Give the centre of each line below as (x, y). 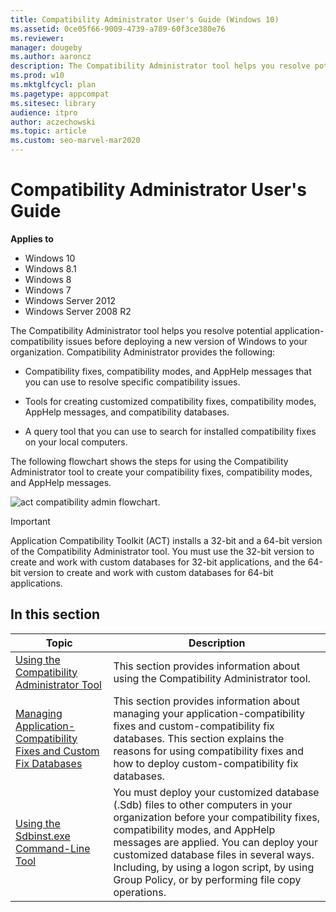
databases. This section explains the (199, 738)
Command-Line (53, 848)
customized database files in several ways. (214, 854)
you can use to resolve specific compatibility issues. (132, 382)
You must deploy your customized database (216, 792)
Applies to (32, 238)
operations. (140, 892)
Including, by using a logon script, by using (214, 867)
